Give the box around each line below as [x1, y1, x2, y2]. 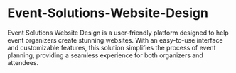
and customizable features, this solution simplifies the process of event [7, 43, 216, 52]
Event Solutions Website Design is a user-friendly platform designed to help [7, 28, 229, 37]
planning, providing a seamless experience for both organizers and [7, 51, 204, 60]
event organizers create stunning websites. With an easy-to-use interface [7, 35, 223, 44]
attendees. [7, 58, 39, 67]
